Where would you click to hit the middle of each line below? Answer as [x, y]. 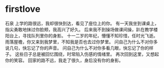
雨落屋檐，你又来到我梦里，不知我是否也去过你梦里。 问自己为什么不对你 [79, 42]
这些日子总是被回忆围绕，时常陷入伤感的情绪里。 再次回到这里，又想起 [87, 54]
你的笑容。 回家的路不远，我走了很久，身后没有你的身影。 [64, 60]
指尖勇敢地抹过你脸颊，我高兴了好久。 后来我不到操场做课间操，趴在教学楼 [82, 29]
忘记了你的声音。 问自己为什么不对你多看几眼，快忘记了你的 [88, 48]
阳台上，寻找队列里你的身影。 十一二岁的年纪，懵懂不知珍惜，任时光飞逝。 [82, 35]
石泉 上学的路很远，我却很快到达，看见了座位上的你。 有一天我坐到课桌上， [82, 23]
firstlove [23, 9]
